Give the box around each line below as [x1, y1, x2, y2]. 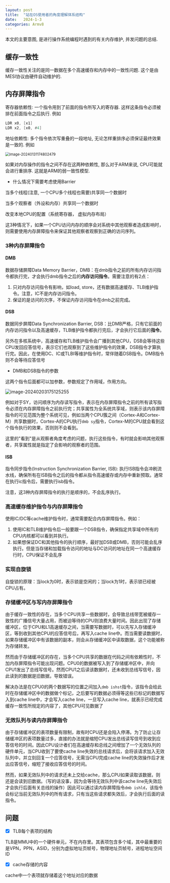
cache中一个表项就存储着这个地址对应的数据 [5, 872, 98, 878]
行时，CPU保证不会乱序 [12, 552, 62, 558]
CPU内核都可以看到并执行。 [12, 533, 71, 539]
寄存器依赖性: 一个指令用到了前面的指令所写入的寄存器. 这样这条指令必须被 [5, 104, 161, 110]
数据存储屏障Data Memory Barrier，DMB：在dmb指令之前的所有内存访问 [5, 267, 157, 273]
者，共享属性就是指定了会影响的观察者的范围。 [5, 441, 103, 448]
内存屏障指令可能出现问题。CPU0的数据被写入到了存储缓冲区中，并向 [9, 660, 155, 666]
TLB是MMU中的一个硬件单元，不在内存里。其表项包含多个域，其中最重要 [5, 839, 158, 845]
